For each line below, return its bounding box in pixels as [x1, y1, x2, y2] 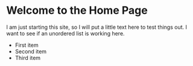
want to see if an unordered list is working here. [6, 29, 125, 37]
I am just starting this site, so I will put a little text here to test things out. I [6, 23, 188, 31]
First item [14, 41, 39, 49]
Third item [14, 54, 41, 61]
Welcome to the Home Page [6, 4, 148, 17]
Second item [14, 47, 47, 55]
